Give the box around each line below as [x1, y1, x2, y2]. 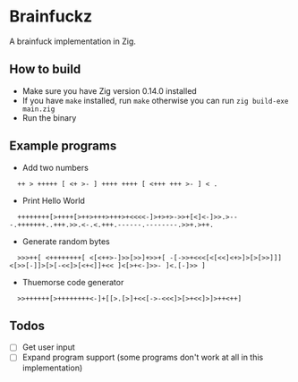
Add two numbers [21, 162, 89, 173]
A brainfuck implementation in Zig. [9, 36, 137, 47]
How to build [9, 62, 81, 77]
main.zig [21, 105, 55, 114]
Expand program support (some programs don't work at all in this [21, 352, 264, 363]
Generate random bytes [21, 235, 110, 247]
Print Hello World [21, 195, 85, 206]
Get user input [21, 342, 76, 352]
